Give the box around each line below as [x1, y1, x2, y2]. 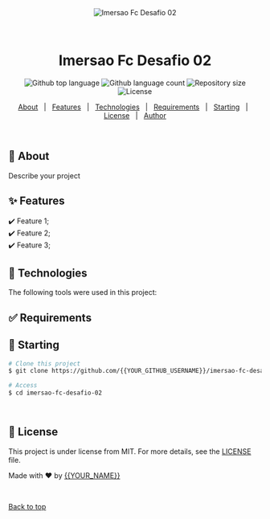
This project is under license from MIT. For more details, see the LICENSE [8, 446, 252, 456]
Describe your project [8, 170, 80, 180]
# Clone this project [8, 359, 81, 368]
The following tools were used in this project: [8, 288, 157, 297]
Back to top [8, 501, 47, 511]
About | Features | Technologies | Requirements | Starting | [18, 102, 248, 112]
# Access [8, 382, 38, 390]
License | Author [103, 110, 167, 120]
